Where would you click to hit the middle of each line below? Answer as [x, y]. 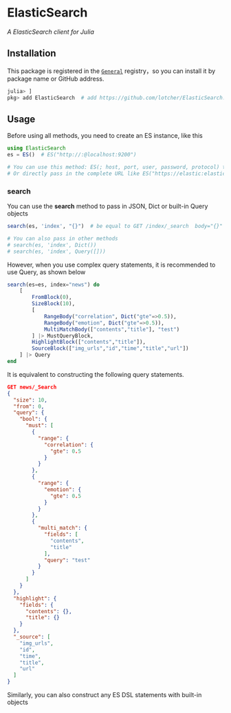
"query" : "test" [67, 560]
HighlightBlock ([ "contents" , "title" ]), [89, 342]
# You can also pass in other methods [63, 238]
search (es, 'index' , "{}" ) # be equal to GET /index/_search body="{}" [115, 226]
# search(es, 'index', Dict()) [52, 245]
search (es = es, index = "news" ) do [53, 285]
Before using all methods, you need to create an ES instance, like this [105, 136]
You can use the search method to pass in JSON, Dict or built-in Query [108, 206]
